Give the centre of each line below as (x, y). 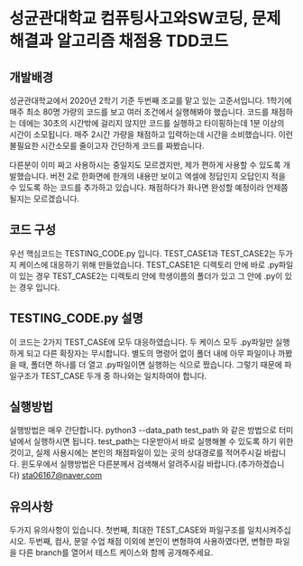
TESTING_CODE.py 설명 (76, 318)
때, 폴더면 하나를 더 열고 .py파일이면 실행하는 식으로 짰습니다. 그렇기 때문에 (150, 364)
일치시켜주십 (269, 530)
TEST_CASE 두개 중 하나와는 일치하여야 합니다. (124, 376)
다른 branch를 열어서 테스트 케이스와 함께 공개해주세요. (116, 552)
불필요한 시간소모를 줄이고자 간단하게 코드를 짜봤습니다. (107, 146)
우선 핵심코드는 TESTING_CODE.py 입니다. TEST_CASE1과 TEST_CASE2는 (143, 253)
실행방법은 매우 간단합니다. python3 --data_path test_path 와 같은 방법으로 (143, 431)
